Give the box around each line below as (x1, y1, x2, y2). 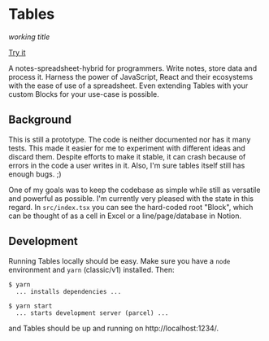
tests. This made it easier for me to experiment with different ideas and (8, 143, 245, 153)
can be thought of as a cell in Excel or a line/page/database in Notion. (8, 211, 242, 221)
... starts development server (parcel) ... (15, 308, 169, 317)
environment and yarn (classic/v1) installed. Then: (8, 264, 175, 274)
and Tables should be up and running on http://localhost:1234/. (8, 323, 219, 333)
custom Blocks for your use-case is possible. (8, 89, 160, 98)
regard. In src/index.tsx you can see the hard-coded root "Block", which (8, 202, 254, 212)
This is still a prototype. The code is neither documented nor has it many (8, 134, 251, 144)
